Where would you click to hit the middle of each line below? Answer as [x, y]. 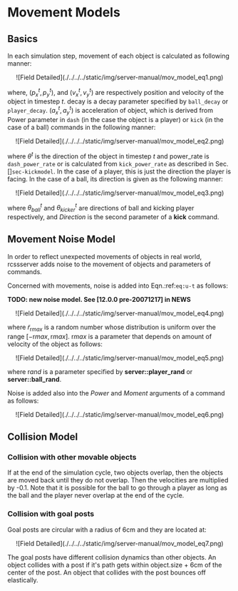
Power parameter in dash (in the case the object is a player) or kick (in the [115, 119]
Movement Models [64, 12]
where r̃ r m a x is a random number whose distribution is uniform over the [112, 328]
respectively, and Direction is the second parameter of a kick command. [113, 217]
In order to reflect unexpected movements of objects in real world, [105, 256]
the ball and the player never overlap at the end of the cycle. [96, 495]
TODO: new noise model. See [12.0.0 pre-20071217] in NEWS [99, 299]
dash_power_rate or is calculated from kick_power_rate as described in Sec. [118, 163]
